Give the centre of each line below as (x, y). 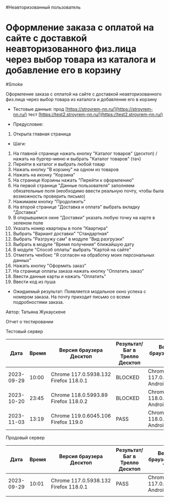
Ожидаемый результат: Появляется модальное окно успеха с (79, 291)
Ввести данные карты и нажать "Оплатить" (59, 276)
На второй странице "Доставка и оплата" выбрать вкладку (76, 207)
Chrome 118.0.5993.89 (79, 395)
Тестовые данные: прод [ (40, 109)
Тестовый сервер (24, 331)
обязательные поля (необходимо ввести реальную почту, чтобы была (88, 191)
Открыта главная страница (42, 134)
